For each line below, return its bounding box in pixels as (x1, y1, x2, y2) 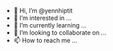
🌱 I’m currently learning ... (13, 21, 87, 29)
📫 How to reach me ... (13, 37, 77, 44)
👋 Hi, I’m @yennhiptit (13, 7, 73, 14)
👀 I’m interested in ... (13, 14, 72, 22)
